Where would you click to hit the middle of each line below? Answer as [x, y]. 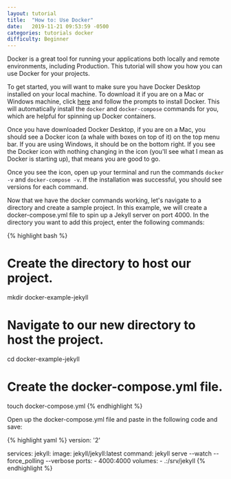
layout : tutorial [32, 13]
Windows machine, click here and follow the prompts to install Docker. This [113, 101]
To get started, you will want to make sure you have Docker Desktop [104, 87]
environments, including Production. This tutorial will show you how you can [115, 66]
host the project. [56, 340]
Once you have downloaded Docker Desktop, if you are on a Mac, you [107, 130]
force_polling [26, 460]
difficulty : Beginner [38, 39]
